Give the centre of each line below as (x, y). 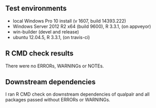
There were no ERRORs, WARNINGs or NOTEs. (55, 66)
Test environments (36, 8)
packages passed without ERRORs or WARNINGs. (58, 100)
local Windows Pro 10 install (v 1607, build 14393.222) (70, 21)
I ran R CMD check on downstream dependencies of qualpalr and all (77, 94)
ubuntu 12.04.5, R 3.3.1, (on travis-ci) (51, 37)
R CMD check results (40, 53)
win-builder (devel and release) (46, 32)
